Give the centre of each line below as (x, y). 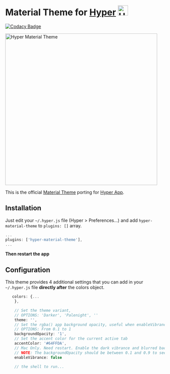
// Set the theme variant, (43, 310)
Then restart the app (27, 254)
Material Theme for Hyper (61, 12)
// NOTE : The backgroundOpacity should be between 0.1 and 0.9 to (86, 353)
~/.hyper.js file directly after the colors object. (55, 288)
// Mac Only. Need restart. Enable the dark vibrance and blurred (86, 348)
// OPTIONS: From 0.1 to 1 (43, 329)
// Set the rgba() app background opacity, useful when (75, 324)
